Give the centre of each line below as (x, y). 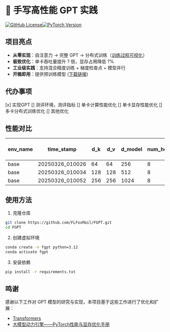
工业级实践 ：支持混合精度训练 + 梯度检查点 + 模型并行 (69, 68)
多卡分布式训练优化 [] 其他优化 (37, 111)
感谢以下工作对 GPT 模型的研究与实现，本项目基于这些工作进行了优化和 (80, 302)
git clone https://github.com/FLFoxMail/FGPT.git (59, 223)
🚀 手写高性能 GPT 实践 (52, 10)
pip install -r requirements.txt (40, 272)
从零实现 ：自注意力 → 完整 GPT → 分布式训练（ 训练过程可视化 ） (80, 55)
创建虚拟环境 (26, 237)
